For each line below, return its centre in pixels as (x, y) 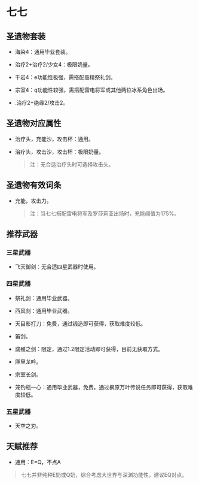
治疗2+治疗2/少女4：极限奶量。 (54, 64)
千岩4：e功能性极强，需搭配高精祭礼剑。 (65, 77)
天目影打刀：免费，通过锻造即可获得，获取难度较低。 (80, 323)
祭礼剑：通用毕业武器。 (44, 298)
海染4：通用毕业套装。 (43, 52)
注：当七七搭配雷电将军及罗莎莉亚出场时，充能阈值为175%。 (105, 213)
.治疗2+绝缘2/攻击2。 (42, 103)
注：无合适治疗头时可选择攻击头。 (72, 164)
